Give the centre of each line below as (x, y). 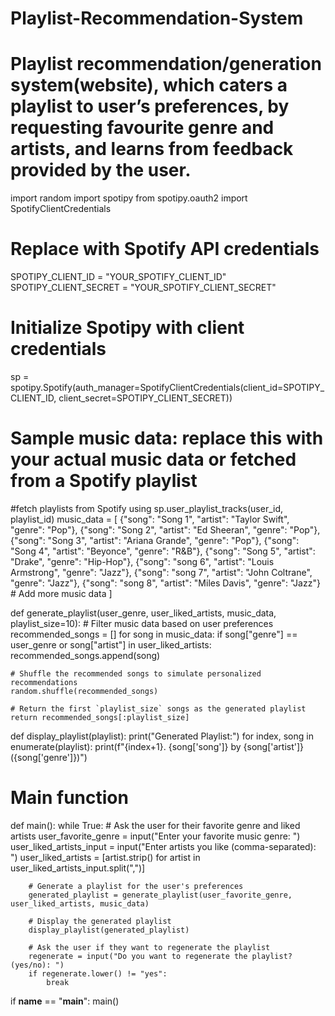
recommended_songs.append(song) (85, 655)
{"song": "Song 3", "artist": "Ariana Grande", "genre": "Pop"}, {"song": (155, 540)
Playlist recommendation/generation (166, 64)
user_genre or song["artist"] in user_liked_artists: (111, 644)
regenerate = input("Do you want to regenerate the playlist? (160, 956)
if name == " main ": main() (65, 1001)
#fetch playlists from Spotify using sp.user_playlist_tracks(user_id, (147, 508)
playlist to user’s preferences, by (150, 106)
